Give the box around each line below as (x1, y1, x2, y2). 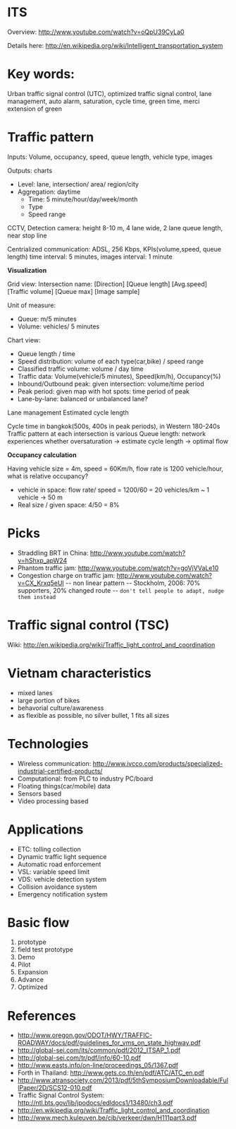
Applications (7, 821, 84, 837)
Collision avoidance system (17, 882, 97, 891)
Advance (17, 976, 44, 984)
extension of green (7, 104, 62, 113)
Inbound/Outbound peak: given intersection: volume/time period (17, 379, 204, 388)
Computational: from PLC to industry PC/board (17, 774, 154, 783)
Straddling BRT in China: (17, 548, 89, 557)
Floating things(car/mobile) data (17, 781, 111, 790)
